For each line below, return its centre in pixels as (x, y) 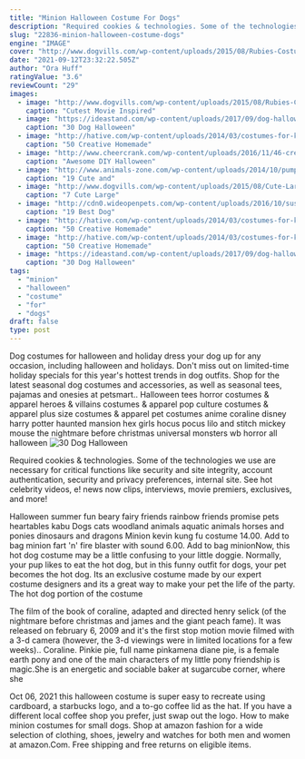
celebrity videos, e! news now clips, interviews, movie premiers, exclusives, (151, 489)
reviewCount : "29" (44, 85)
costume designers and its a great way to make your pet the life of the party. (152, 584)
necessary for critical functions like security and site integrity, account (141, 470)
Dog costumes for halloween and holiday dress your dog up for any (135, 356)
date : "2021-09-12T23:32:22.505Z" (75, 60)
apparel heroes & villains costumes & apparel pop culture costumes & (139, 404)
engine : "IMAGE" (40, 43)
